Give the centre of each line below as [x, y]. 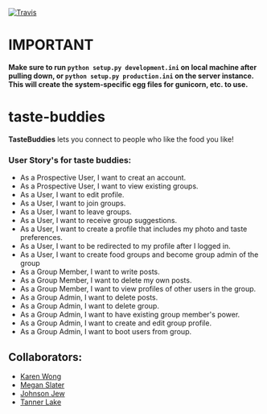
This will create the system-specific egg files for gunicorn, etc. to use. [128, 84]
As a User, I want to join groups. [73, 203]
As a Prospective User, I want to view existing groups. [109, 186]
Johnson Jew [43, 393]
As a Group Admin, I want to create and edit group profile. [115, 323]
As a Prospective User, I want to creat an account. [103, 178]
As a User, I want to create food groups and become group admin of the [139, 255]
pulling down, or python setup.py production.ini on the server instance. [131, 76]
